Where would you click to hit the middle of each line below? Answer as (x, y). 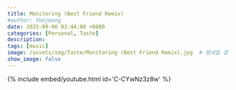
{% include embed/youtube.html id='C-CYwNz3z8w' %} (89, 79)
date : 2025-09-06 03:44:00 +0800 (56, 27)
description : (26, 40)
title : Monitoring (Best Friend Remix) (66, 14)
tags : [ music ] (28, 46)
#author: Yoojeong (34, 20)
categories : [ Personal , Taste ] (53, 33)
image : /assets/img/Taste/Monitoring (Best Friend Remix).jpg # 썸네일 (113, 53)
